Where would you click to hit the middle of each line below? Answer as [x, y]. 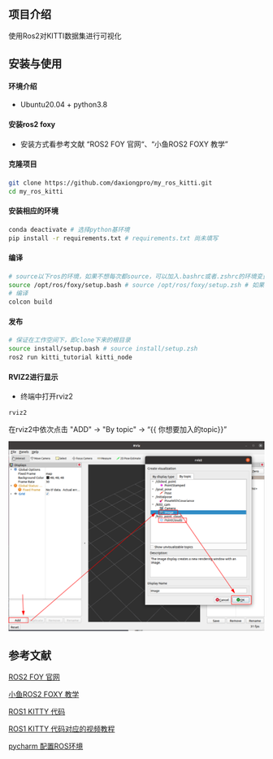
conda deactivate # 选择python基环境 [69, 229]
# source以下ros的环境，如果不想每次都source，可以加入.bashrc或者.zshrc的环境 [133, 276]
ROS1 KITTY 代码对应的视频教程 [62, 728]
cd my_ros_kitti [36, 191]
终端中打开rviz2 [46, 396]
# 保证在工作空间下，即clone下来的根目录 [70, 340]
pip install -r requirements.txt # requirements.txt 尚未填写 [113, 238]
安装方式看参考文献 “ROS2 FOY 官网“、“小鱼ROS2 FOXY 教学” [124, 144]
